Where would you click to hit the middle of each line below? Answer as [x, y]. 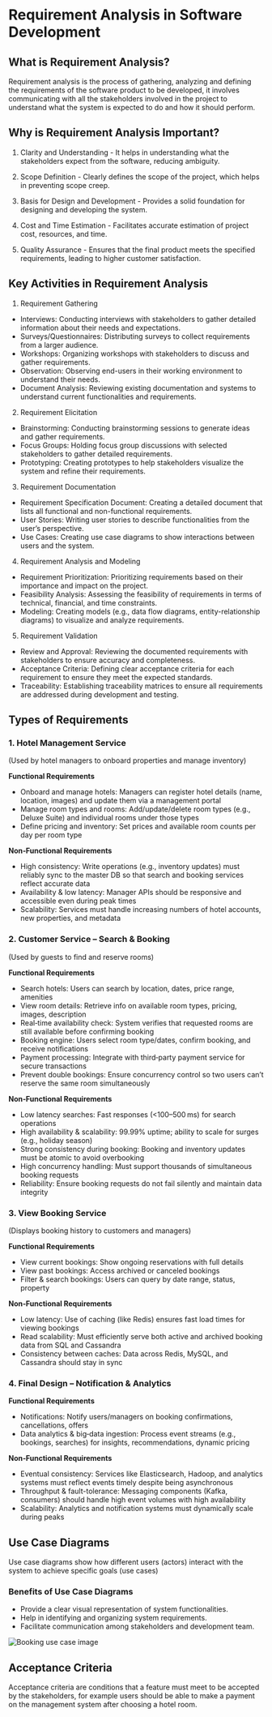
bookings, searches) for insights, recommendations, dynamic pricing [135, 1443]
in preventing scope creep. [65, 185]
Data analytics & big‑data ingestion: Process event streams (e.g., [128, 1434]
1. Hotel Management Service [68, 743]
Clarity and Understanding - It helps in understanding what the [124, 152]
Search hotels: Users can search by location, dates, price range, [127, 988]
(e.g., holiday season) [56, 1140]
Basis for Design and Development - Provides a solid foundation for [132, 201]
